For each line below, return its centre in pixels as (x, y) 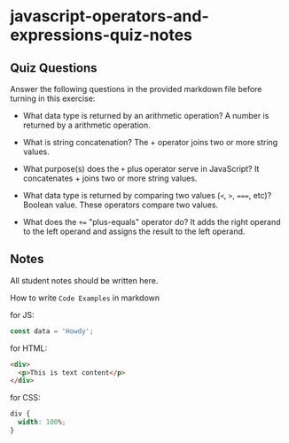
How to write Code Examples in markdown (85, 298)
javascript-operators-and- (109, 16)
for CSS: (25, 398)
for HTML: (29, 348)
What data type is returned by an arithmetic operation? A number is (146, 116)
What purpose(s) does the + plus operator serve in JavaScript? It (141, 169)
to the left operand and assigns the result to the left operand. (134, 231)
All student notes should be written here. (84, 280)
